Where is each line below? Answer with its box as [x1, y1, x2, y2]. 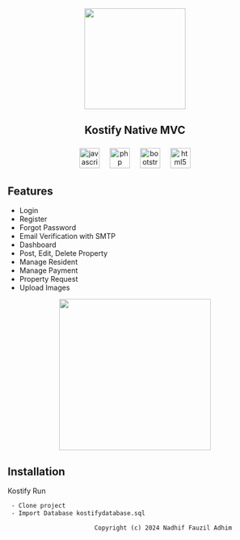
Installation [7, 464, 65, 479]
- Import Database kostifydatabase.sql [11, 509, 146, 517]
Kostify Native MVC [84, 123, 186, 137]
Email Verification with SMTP [19, 232, 116, 241]
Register [19, 214, 48, 224]
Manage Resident [19, 257, 78, 267]
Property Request [19, 274, 78, 284]
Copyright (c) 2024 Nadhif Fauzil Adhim [94, 524, 232, 532]
